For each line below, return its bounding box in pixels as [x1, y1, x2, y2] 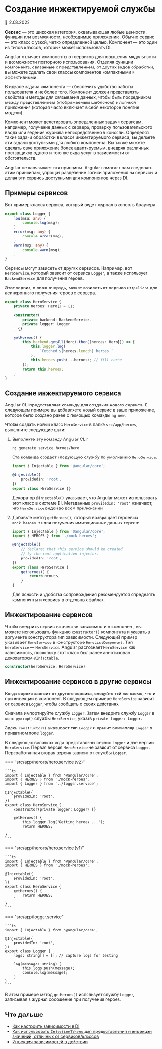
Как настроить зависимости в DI [12, 1023, 80, 1029]
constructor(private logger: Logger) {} [14, 807, 96, 812]
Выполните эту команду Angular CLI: [12, 436, 88, 442]
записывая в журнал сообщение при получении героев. [5, 997, 121, 1002]
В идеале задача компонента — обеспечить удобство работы [5, 84, 133, 89]
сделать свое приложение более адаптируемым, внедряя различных [5, 145, 149, 151]
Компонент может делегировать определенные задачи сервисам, [5, 119, 143, 125]
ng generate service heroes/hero [12, 446, 80, 451]
